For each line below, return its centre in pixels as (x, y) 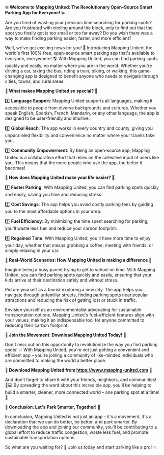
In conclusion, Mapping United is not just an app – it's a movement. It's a (78, 417)
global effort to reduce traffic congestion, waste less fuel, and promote (77, 432)
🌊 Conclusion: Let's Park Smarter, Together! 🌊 (53, 407)
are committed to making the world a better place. (56, 360)
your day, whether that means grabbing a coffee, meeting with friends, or (79, 245)
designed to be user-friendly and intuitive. (48, 118)
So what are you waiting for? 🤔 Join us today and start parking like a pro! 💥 (81, 447)
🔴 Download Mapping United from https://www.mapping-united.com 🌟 (79, 370)
